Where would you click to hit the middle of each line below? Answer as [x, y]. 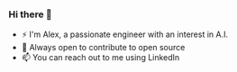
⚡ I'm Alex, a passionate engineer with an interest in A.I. [125, 34]
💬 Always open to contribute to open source [103, 48]
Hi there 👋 [31, 14]
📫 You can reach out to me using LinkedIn [100, 58]
